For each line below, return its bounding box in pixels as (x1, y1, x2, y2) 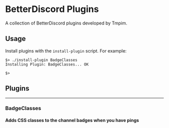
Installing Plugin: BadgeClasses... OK (5, 61, 89, 67)
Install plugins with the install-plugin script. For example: (5, 47, 127, 53)
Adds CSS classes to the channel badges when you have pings (5, 117, 139, 123)
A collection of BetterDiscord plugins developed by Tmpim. (5, 20, 127, 26)
